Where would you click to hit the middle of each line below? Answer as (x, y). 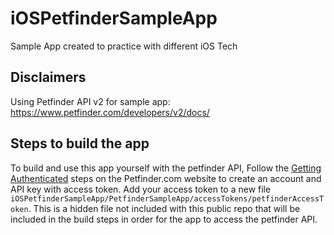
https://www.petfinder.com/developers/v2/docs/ (110, 112)
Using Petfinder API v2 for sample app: (90, 101)
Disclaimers (48, 77)
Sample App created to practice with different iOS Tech (124, 46)
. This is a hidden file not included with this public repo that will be (164, 208)
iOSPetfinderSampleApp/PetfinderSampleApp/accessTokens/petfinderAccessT (167, 198)
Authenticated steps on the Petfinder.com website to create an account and (166, 178)
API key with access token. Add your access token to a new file (141, 189)
